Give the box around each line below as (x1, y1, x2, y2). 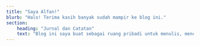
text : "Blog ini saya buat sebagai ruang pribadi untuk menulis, (17, 31, 183, 37)
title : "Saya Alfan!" (6, 8, 60, 15)
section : (6, 20, 28, 26)
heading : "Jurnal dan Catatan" (17, 25, 95, 32)
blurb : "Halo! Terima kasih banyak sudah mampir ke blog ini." (6, 14, 167, 20)
